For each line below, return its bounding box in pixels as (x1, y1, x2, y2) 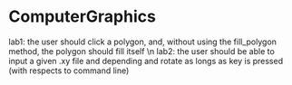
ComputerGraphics (8, 6, 156, 27)
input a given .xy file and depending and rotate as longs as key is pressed (8, 55, 283, 66)
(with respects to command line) (8, 65, 130, 76)
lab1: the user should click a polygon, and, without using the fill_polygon (8, 36, 277, 47)
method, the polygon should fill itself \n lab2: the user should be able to (8, 45, 276, 56)
